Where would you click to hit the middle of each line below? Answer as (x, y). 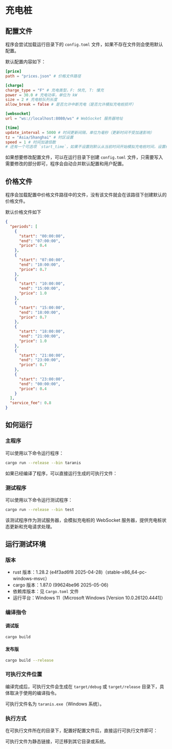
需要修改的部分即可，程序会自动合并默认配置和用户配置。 (66, 164)
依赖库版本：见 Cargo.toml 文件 (46, 592)
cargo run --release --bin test (40, 509)
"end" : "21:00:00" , (39, 337)
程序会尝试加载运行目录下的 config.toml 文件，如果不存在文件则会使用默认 (84, 44)
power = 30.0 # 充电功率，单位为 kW (41, 95)
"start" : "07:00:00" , (42, 260)
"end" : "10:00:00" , (39, 265)
